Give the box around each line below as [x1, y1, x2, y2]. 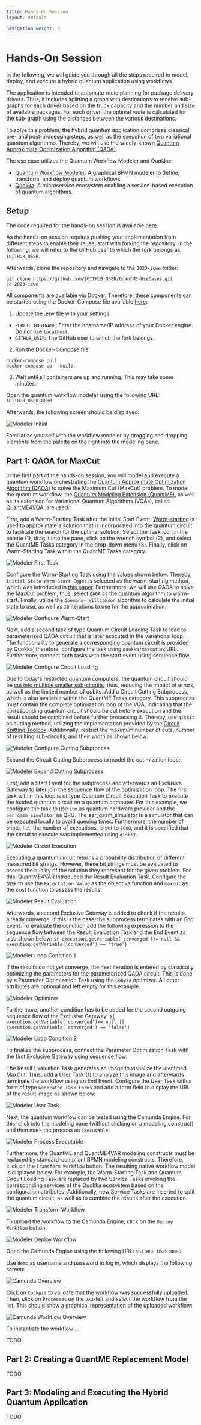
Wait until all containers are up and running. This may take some [14, 374, 174, 381]
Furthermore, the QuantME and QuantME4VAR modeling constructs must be [6, 1149, 195, 1157]
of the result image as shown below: [6, 1090, 96, 1097]
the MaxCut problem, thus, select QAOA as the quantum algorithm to [6, 590, 172, 597]
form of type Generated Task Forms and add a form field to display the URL [6, 1083, 190, 1091]
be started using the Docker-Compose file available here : [6, 298, 148, 305]
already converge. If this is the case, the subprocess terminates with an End [6, 915, 194, 922]
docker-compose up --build [6, 363, 74, 369]
